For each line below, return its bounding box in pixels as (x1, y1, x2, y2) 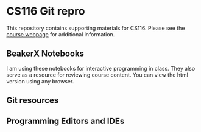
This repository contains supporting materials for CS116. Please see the (6, 24, 185, 32)
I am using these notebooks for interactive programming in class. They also (6, 64, 196, 72)
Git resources (6, 96, 59, 106)
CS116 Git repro (6, 4, 85, 18)
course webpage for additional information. (6, 30, 115, 38)
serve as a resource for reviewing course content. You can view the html (6, 71, 189, 78)
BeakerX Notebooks (6, 49, 84, 59)
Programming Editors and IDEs (6, 116, 125, 126)
